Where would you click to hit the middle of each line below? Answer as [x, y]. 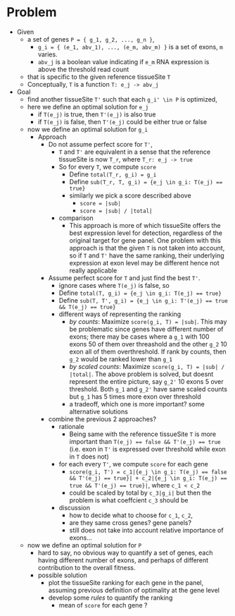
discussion [75, 507]
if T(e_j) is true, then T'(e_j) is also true [97, 114]
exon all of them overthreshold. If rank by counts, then [148, 351]
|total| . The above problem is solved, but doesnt [141, 374]
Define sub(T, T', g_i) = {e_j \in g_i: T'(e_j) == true [143, 300]
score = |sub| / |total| [116, 211]
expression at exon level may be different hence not [144, 262]
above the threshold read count [83, 69]
